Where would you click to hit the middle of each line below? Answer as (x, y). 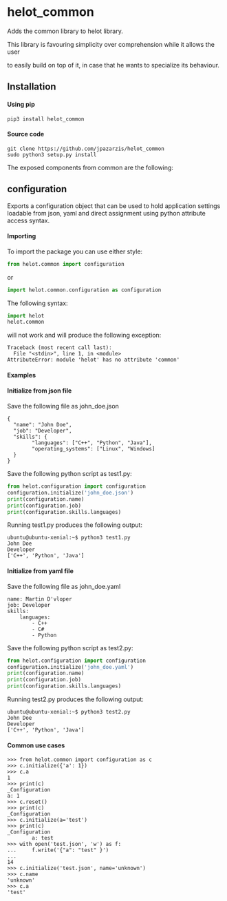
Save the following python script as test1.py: (69, 474)
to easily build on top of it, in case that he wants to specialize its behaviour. (113, 65)
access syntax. (29, 220)
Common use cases (36, 745)
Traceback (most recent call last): (60, 348)
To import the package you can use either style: (75, 251)
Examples (22, 375)
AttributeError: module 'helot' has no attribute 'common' (94, 360)
